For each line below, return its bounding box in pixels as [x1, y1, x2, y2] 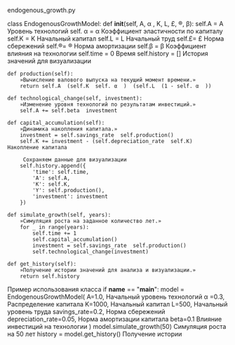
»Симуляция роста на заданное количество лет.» [20, 217, 161, 224]
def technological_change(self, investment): [7, 95, 142, 102]
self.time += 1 [32, 230, 77, 237]
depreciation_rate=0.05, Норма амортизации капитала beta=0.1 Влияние [7, 315, 222, 323]
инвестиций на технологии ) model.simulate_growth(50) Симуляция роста [7, 323, 227, 330]
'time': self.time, [32, 168, 90, 175]
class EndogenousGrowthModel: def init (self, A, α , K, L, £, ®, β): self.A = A [7, 20, 224, 27]
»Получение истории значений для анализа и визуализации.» [20, 266, 196, 273]
